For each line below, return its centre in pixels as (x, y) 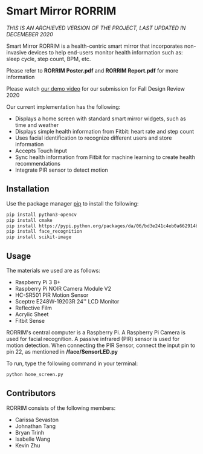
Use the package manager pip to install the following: (72, 203)
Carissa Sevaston (37, 420)
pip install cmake (29, 220)
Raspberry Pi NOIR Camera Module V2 (63, 288)
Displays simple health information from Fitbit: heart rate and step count (105, 131)
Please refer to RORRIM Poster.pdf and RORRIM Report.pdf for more (92, 70)
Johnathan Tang (35, 426)
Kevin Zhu (27, 445)
